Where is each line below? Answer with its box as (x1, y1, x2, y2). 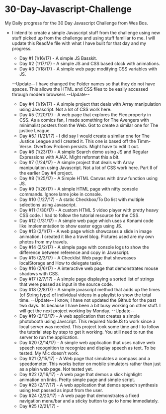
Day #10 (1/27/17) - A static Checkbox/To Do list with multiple (19, 196, 145, 203)
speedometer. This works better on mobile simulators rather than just (19, 361, 161, 367)
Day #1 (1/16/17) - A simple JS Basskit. (19, 55, 97, 61)
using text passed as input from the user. (19, 387, 103, 393)
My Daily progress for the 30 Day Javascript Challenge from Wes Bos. (4, 20, 149, 26)
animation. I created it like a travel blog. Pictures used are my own (19, 233, 155, 239)
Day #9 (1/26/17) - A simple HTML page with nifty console (19, 186, 138, 192)
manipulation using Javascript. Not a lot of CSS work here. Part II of (19, 165, 158, 171)
